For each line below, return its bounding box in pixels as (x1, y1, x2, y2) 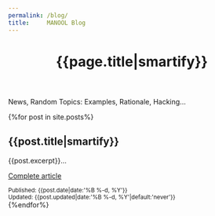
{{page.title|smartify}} (56, 53, 208, 71)
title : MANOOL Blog (8, 19, 86, 27)
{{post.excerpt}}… (8, 156, 67, 165)
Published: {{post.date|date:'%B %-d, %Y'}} (8, 186, 128, 194)
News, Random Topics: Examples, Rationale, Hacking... (8, 97, 186, 106)
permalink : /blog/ (8, 11, 68, 20)
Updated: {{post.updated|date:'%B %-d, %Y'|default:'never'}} (8, 193, 176, 201)
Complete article (8, 170, 62, 181)
